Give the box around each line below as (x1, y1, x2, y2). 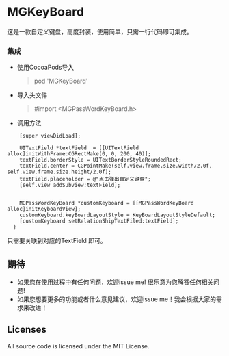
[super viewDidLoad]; (19, 133, 81, 140)
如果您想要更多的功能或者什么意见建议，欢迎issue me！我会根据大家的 (16, 295, 217, 303)
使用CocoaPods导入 (16, 63, 75, 72)
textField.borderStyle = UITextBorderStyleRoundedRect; (19, 157, 183, 164)
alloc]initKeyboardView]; (7, 206, 81, 213)
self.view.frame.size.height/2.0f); (7, 168, 111, 175)
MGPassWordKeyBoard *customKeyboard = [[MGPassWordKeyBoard (19, 200, 194, 207)
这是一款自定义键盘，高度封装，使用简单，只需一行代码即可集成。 (7, 27, 193, 36)
